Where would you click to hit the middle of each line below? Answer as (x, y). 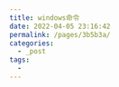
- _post (32, 52)
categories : (32, 43)
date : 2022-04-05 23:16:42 (60, 26)
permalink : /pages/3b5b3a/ (60, 34)
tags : (19, 60)
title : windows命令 (45, 18)
